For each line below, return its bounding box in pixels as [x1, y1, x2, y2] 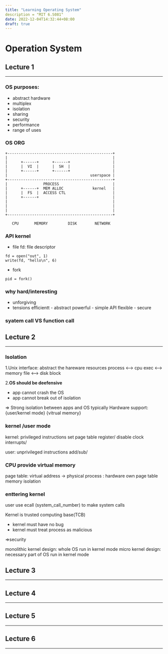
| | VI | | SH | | [5, 164, 115, 169]
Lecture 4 [5, 589, 36, 597]
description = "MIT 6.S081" [5, 12, 64, 17]
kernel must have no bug [12, 522, 64, 528]
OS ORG [5, 139, 25, 146]
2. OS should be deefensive [5, 380, 62, 386]
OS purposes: [5, 84, 39, 91]
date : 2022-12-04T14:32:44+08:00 [5, 17, 75, 22]
